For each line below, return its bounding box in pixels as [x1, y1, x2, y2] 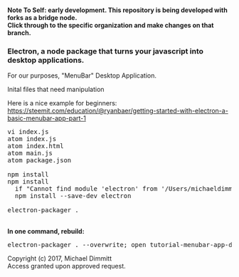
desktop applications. [7, 55, 85, 65]
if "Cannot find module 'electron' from [14, 184, 158, 192]
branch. [7, 28, 31, 37]
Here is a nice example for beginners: [7, 98, 117, 107]
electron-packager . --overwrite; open [7, 241, 147, 249]
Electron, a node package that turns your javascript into [7, 46, 204, 56]
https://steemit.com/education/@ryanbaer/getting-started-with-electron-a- [7, 106, 229, 115]
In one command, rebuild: [7, 226, 85, 235]
